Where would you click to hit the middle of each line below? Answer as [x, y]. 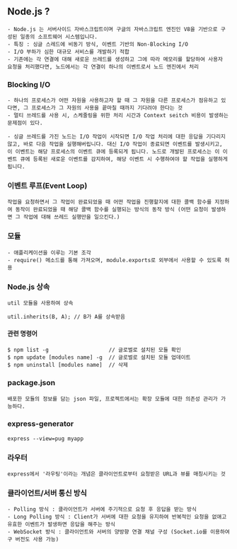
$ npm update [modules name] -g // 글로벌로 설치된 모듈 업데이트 [99, 358]
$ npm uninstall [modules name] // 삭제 [68, 365]
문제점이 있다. [25, 123]
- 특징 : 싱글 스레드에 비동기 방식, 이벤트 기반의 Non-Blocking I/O [98, 44]
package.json [31, 383]
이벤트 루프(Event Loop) [47, 186]
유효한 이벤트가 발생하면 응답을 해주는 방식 [61, 525]
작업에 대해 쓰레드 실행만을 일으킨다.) [72, 217]
